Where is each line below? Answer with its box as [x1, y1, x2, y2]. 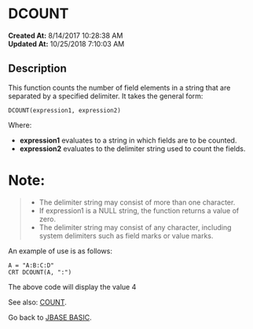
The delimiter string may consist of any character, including [38, 222, 232, 232]
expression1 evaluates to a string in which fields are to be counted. [19, 135, 237, 145]
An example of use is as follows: [8, 246, 112, 256]
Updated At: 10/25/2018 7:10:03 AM [8, 39, 125, 48]
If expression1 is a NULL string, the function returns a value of [38, 205, 240, 215]
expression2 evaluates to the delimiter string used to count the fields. [19, 143, 246, 153]
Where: [8, 120, 32, 130]
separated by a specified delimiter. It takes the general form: [8, 91, 203, 101]
